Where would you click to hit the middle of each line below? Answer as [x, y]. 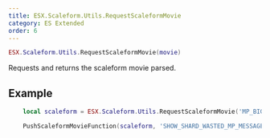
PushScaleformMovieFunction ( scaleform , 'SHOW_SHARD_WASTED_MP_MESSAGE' [145, 126]
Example [31, 93]
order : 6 [23, 30]
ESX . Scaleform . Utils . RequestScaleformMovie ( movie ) [95, 53]
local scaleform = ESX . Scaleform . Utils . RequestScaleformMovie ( [131, 112]
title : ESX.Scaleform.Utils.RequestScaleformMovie [95, 16]
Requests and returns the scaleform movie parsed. [92, 68]
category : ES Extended [46, 23]
